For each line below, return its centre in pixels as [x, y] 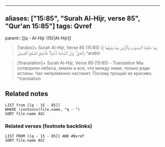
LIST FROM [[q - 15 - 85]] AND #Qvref [45, 136]
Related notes [27, 94]
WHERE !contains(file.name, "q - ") [42, 109]
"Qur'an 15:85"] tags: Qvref [49, 26]
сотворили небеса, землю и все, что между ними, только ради [83, 68]
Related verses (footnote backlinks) [49, 126]
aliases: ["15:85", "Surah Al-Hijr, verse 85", [73, 18]
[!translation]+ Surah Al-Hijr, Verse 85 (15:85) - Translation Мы [80, 63]
